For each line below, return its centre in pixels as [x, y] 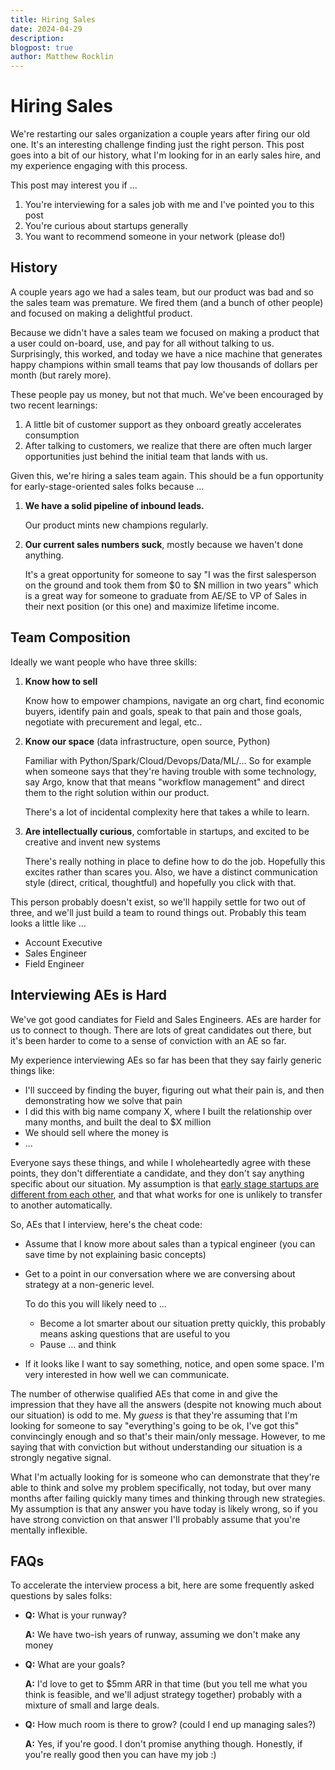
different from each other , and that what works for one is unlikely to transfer [166, 1194]
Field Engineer [54, 963]
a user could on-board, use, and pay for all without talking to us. [142, 343]
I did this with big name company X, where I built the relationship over [168, 1111]
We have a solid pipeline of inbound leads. [114, 505]
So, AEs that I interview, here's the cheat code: [106, 1224]
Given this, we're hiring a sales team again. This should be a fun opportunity [167, 475]
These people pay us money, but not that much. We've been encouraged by [167, 394]
